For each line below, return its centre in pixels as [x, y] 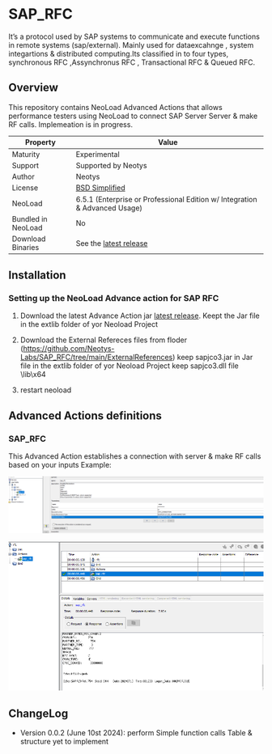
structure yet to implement [64, 742]
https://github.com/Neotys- [69, 349]
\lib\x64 [33, 375]
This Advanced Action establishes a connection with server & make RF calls [135, 456]
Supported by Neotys [111, 165]
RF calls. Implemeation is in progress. [71, 124]
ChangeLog [38, 713]
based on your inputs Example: [60, 464]
